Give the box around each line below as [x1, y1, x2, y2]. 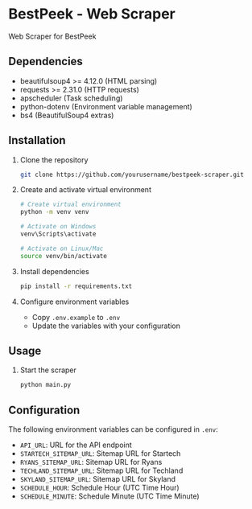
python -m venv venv [19, 208, 89, 216]
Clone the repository [19, 154, 89, 165]
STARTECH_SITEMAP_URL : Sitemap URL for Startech [19, 449, 181, 458]
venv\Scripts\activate [19, 230, 97, 238]
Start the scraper [19, 365, 76, 375]
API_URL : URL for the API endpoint [19, 440, 133, 450]
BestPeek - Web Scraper [8, 5, 176, 23]
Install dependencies [19, 266, 90, 276]
